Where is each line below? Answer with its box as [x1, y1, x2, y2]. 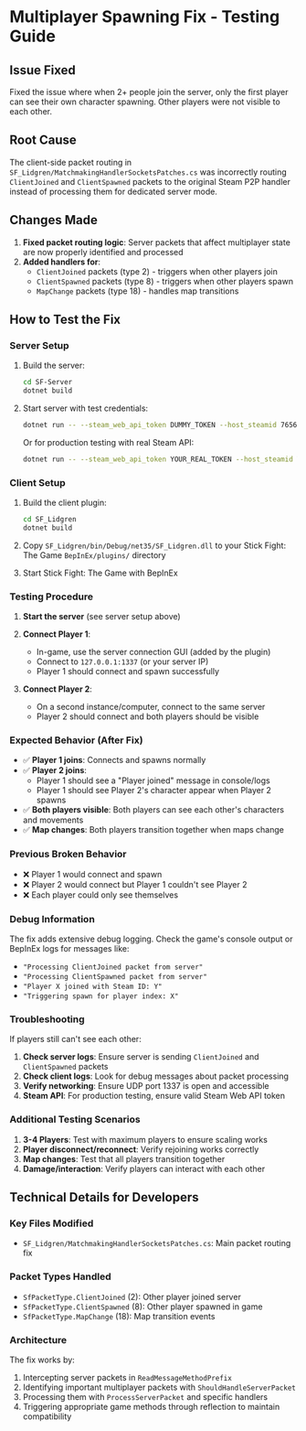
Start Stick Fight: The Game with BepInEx [22, 567, 178, 578]
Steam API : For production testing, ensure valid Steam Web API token [22, 1091, 286, 1102]
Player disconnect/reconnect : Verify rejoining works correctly [22, 1144, 259, 1155]
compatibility [22, 1411, 72, 1422]
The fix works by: [9, 1354, 75, 1365]
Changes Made [9, 212, 98, 228]
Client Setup [9, 476, 66, 489]
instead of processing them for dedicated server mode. [9, 186, 217, 197]
